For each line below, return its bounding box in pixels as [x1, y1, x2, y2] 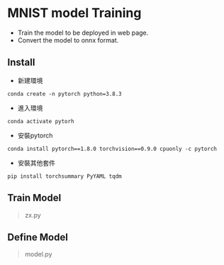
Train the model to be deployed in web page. [17, 28, 149, 37]
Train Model [7, 192, 62, 204]
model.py [24, 250, 52, 259]
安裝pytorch [17, 131, 53, 140]
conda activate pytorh [7, 118, 74, 125]
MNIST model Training [7, 5, 142, 21]
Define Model [7, 231, 69, 243]
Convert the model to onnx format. [17, 35, 119, 44]
